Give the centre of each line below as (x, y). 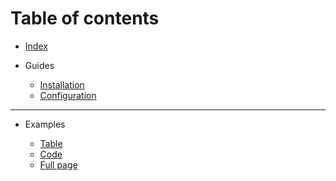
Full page (58, 164)
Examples (45, 124)
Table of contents (85, 18)
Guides (39, 65)
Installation (62, 84)
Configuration (68, 95)
